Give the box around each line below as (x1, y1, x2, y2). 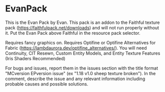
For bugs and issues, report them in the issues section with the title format (5, 65, 158, 71)
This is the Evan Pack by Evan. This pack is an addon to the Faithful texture (5, 19, 160, 25)
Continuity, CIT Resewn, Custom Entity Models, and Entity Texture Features (5, 50, 160, 56)
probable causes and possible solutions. (5, 81, 88, 87)
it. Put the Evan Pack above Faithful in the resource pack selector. (5, 30, 140, 36)
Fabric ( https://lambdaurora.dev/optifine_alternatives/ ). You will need (5, 45, 147, 51)
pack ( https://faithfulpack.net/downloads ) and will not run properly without (5, 24, 159, 30)
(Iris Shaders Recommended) (5, 55, 66, 61)
